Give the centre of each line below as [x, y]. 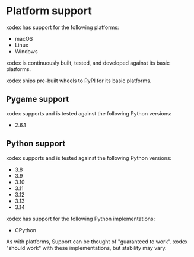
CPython [26, 230]
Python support [36, 144]
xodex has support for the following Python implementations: [81, 219]
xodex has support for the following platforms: [63, 27]
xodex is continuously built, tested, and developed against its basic [88, 63]
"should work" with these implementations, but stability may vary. [86, 248]
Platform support [49, 11]
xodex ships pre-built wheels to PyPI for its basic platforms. [79, 81]
